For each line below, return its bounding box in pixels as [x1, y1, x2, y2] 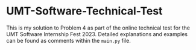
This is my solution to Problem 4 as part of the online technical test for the [6, 24, 190, 31]
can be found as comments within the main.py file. [6, 37, 131, 44]
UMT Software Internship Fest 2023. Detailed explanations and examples [6, 30, 188, 37]
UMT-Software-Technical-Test [6, 4, 163, 18]
